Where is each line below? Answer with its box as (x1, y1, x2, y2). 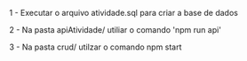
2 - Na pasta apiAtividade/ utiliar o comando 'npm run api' (9, 25, 222, 34)
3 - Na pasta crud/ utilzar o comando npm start (9, 42, 182, 52)
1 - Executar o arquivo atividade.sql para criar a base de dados (9, 8, 238, 18)
